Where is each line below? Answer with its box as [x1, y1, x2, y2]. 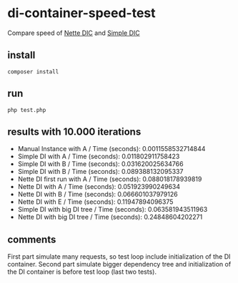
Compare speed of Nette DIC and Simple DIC [7, 29, 141, 37]
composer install [7, 68, 59, 76]
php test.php [7, 106, 46, 113]
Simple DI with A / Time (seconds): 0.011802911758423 [17, 152, 180, 161]
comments [7, 233, 56, 245]
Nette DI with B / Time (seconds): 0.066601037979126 [17, 190, 178, 199]
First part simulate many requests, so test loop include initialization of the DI [7, 252, 231, 261]
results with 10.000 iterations [7, 125, 142, 138]
